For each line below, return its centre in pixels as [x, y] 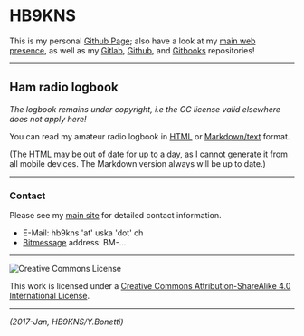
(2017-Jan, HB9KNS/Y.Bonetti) [66, 322]
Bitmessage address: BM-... [74, 243]
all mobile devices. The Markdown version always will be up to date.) [138, 163]
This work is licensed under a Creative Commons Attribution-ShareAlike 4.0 [150, 286]
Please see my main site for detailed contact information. [115, 216]
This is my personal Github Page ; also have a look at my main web [133, 41]
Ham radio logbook [64, 87]
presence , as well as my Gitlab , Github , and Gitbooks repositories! [132, 50]
